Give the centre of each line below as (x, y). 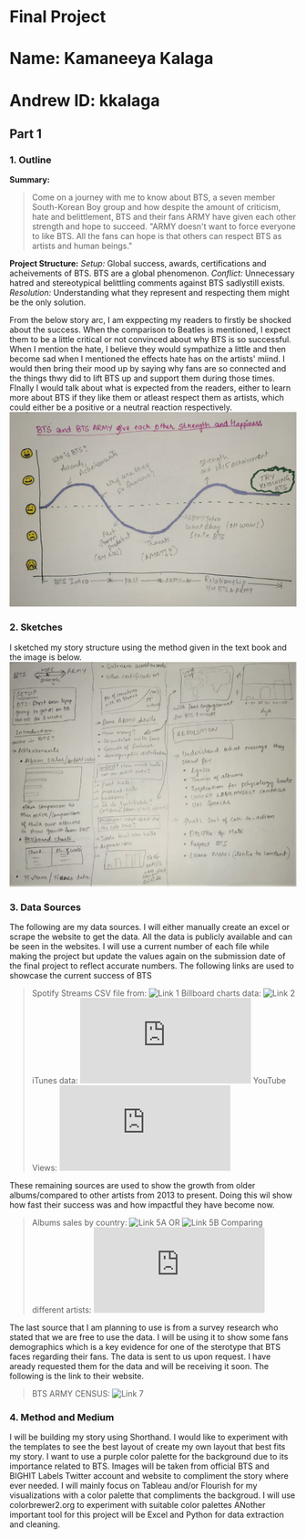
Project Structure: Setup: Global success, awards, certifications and (138, 264)
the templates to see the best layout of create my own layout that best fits (148, 1447)
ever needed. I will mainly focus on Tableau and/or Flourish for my (133, 1486)
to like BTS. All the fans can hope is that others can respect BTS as (157, 236)
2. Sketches (36, 627)
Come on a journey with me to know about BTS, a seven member (153, 197)
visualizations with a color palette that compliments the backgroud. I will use (153, 1495)
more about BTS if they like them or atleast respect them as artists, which (147, 398)
